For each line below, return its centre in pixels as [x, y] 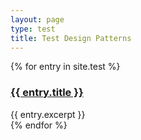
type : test [33, 29]
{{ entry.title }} [47, 93]
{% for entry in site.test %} [65, 67]
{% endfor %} [39, 125]
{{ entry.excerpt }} [48, 114]
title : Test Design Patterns [71, 38]
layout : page [37, 19]
